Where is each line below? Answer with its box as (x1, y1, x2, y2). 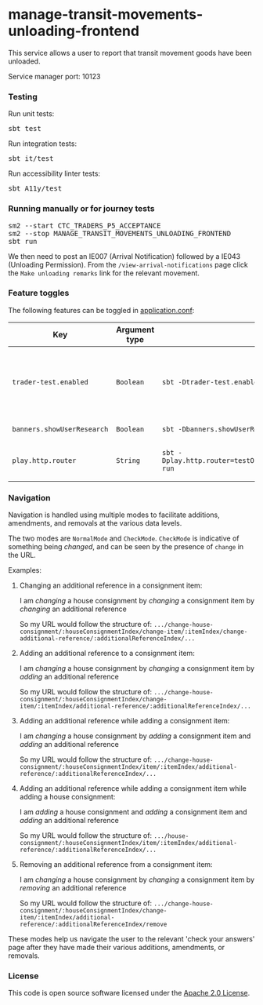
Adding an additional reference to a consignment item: (19, 649, 196, 658)
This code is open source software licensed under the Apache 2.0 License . (8, 989, 250, 998)
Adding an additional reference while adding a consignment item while (19, 784, 247, 793)
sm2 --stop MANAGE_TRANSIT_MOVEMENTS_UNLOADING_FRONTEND (8, 229, 232, 238)
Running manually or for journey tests (8, 203, 155, 214)
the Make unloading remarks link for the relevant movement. (8, 268, 200, 278)
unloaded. (8, 56, 41, 66)
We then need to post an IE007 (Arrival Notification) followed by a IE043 (8, 251, 241, 260)
